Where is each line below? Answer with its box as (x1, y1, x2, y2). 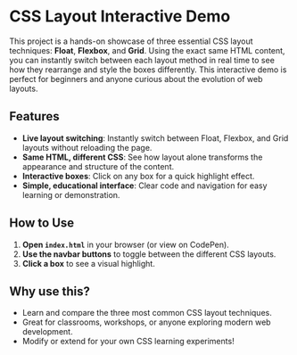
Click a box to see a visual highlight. (21, 258, 156, 268)
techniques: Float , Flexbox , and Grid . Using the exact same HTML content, (9, 45, 285, 55)
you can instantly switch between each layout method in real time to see (9, 54, 275, 65)
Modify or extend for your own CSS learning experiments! (21, 336, 235, 347)
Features (9, 109, 60, 124)
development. (21, 326, 73, 337)
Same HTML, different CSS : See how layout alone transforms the (21, 152, 263, 162)
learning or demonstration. (21, 189, 120, 200)
